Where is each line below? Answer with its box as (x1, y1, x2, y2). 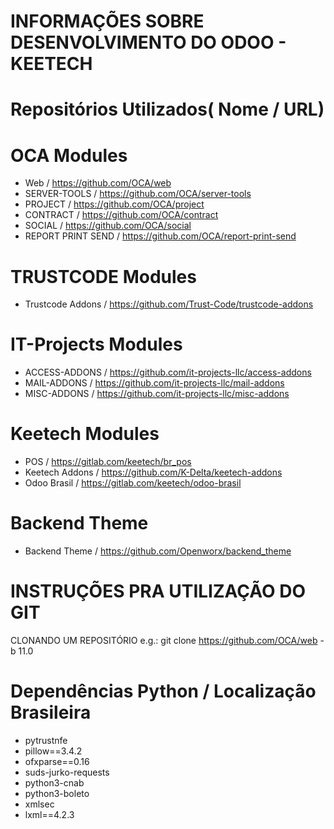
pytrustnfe (24, 734, 68, 746)
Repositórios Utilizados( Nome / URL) (10, 98, 325, 121)
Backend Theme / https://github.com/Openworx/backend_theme (24, 545, 292, 557)
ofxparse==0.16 (24, 755, 90, 767)
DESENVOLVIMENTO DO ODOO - (10, 31, 287, 54)
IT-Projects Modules (10, 333, 183, 356)
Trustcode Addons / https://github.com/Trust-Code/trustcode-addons (24, 298, 314, 310)
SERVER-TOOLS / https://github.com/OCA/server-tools (24, 188, 252, 200)
